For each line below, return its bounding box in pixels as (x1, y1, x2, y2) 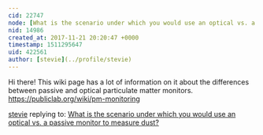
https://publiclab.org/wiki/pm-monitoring (8, 94, 140, 103)
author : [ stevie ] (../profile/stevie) (8, 56, 132, 64)
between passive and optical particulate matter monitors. (8, 85, 194, 95)
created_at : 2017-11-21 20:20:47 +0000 (8, 33, 139, 42)
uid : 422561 (8, 48, 47, 56)
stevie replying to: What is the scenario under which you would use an (8, 109, 236, 118)
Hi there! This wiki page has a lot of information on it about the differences (8, 77, 250, 87)
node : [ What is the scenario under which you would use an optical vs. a (8, 19, 256, 27)
